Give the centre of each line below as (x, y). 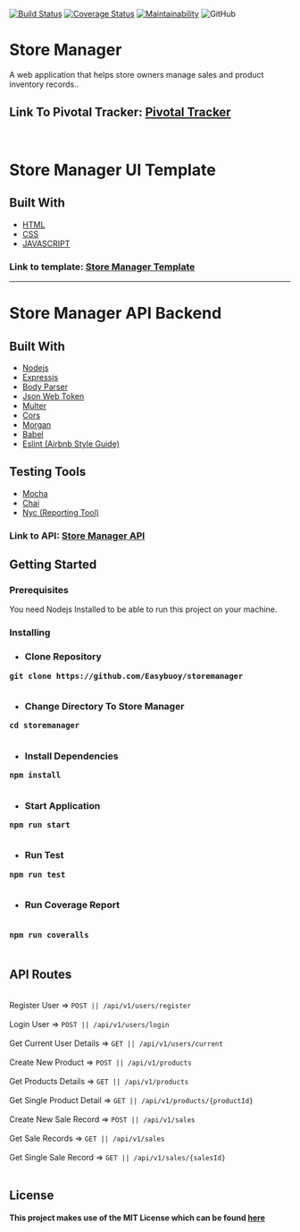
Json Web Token (53, 396)
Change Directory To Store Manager (104, 707)
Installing (30, 633)
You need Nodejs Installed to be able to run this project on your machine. (143, 609)
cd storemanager (45, 726)
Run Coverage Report (72, 905)
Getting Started (53, 565)
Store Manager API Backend (116, 314)
